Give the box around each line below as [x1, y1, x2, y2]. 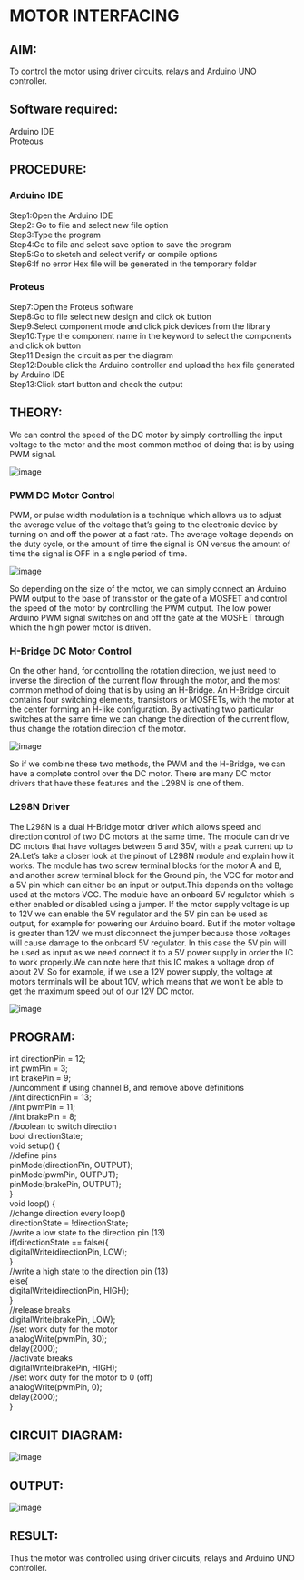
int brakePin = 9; [9, 1073, 72, 1084]
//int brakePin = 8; [9, 1111, 77, 1123]
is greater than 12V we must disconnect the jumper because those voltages [9, 927, 292, 938]
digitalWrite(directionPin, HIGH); [9, 1285, 130, 1296]
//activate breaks [9, 1353, 73, 1364]
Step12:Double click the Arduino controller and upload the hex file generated [9, 359, 295, 370]
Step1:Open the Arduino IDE [9, 210, 113, 221]
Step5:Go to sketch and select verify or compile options [9, 248, 218, 259]
